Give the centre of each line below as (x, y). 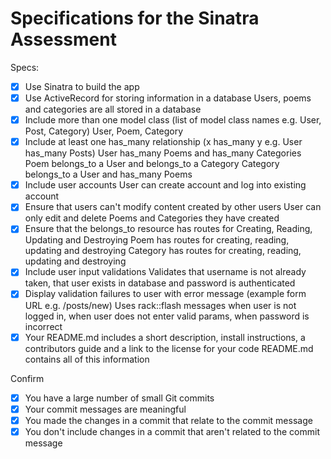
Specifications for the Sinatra (135, 18)
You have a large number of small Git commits (119, 398)
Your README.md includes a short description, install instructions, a (165, 337)
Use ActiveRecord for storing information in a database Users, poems (168, 98)
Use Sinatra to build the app (82, 86)
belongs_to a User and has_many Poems (108, 174)
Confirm (27, 378)
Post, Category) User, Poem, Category (104, 131)
